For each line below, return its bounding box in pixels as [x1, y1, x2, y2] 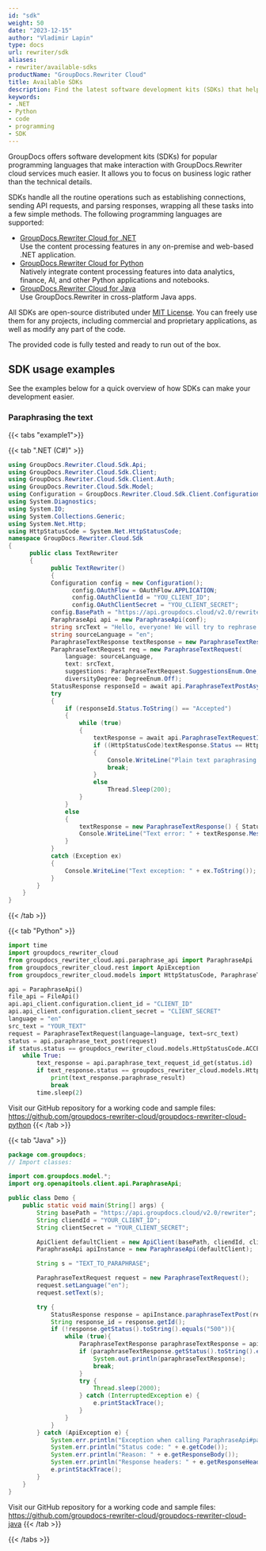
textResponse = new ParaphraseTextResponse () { [78, 823, 239, 831]
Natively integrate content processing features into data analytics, [19, 267, 235, 276]
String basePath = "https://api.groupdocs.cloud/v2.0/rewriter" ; [36, 1209, 257, 1217]
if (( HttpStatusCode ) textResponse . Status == [93, 741, 243, 749]
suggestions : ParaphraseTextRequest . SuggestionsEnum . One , [64, 668, 260, 676]
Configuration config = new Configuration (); [50, 579, 203, 587]
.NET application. [19, 249, 77, 259]
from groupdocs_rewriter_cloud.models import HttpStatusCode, [8, 970, 218, 979]
